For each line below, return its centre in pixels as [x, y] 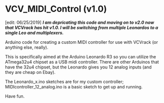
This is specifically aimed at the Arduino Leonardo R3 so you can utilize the [81, 56]
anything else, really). [27, 47]
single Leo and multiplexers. [34, 33]
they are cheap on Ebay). [30, 72]
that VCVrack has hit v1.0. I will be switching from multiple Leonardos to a [82, 27]
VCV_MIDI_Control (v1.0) [56, 9]
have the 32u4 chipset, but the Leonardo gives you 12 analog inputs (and [79, 67]
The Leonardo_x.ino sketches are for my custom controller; [64, 82]
